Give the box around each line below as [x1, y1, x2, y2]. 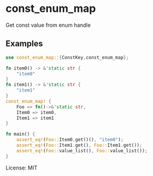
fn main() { [5, 131, 35, 137]
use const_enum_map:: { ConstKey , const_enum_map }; [5, 54, 129, 61]
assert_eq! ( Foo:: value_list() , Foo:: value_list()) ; [16, 147, 148, 153]
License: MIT [5, 164, 38, 171]
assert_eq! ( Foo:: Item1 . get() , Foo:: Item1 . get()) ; [16, 142, 143, 148]
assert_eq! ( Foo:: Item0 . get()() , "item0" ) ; [16, 137, 124, 143]
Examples [5, 39, 43, 49]
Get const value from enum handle [5, 21, 91, 29]
